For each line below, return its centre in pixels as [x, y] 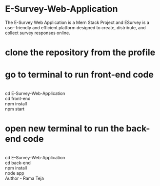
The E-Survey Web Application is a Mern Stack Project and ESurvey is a [77, 22]
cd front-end [18, 99]
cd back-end [18, 163]
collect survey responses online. [38, 33]
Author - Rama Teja [24, 178]
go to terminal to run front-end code [79, 75]
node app [15, 173]
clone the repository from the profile [80, 53]
